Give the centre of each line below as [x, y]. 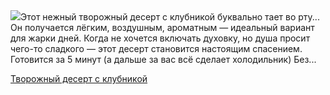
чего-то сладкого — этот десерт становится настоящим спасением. [156, 48]
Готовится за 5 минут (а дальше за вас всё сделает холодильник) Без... [163, 59]
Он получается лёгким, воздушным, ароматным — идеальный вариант [162, 27]
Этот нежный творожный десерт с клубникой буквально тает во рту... [170, 17]
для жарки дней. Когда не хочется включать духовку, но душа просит [160, 38]
